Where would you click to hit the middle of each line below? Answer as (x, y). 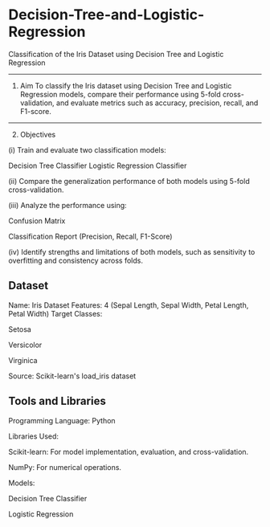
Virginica (23, 360)
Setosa (20, 329)
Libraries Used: (33, 436)
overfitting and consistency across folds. (76, 260)
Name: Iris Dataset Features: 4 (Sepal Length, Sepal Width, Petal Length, (129, 305)
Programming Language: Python (62, 420)
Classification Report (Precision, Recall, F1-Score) (90, 236)
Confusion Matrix (37, 221)
